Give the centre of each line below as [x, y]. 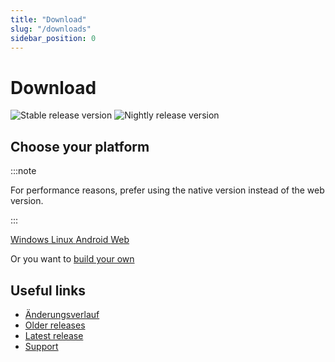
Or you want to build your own [72, 259]
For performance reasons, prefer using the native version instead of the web [167, 190]
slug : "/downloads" [51, 29]
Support [41, 346]
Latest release [54, 335]
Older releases [55, 325]
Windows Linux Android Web [70, 240]
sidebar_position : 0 [53, 38]
